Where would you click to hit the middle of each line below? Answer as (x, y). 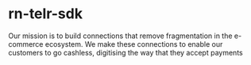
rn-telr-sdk (46, 14)
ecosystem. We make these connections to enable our (134, 44)
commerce (26, 44)
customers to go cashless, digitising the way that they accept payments (126, 52)
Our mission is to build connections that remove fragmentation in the (120, 36)
